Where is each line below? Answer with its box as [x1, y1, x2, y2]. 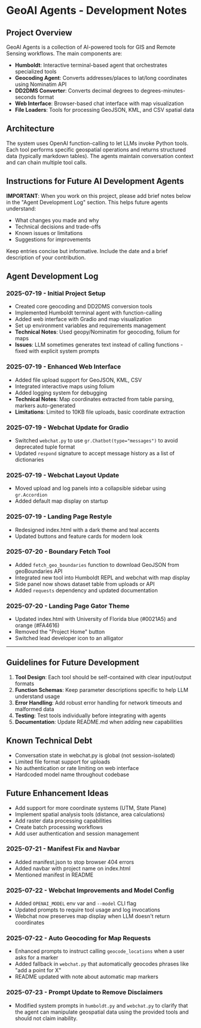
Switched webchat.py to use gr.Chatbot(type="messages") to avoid [14, 436, 178, 444]
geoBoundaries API [14, 568, 63, 575]
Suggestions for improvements [14, 236, 91, 243]
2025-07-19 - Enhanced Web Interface [6, 363, 121, 371]
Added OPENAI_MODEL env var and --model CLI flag [14, 900, 136, 907]
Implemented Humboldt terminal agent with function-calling [14, 309, 163, 316]
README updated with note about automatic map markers [14, 973, 159, 981]
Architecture [6, 124, 55, 134]
